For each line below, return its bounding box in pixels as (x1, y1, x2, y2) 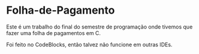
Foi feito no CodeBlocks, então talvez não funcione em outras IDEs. (6, 41, 173, 48)
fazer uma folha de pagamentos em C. (6, 29, 101, 36)
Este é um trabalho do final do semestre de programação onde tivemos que (6, 23, 193, 30)
